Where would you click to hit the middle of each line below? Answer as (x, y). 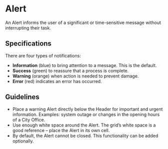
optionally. (23, 141)
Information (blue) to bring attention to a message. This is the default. (84, 65)
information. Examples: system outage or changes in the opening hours (86, 114)
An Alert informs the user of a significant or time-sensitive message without (83, 22)
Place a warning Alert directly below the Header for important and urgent (87, 109)
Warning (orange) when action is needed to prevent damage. (75, 76)
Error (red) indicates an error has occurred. (57, 81)
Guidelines (22, 97)
